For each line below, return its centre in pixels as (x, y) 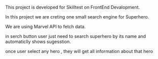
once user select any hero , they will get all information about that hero (79, 51)
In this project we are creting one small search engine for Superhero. (77, 17)
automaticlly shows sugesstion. (38, 41)
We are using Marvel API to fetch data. (45, 26)
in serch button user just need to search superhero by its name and (76, 36)
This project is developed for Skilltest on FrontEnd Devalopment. (73, 7)
